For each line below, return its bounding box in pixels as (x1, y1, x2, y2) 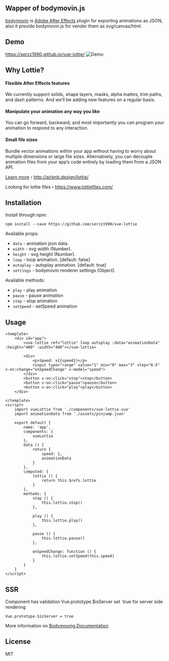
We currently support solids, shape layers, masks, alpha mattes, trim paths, (5, 91, 163, 97)
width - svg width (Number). (12, 246, 72, 252)
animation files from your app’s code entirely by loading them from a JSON (5, 158, 161, 164)
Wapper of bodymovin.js (5, 4, 85, 13)
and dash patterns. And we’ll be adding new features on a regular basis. (5, 96, 156, 103)
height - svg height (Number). (12, 251, 76, 257)
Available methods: (5, 277, 45, 283)
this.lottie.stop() (41, 500, 83, 506)
